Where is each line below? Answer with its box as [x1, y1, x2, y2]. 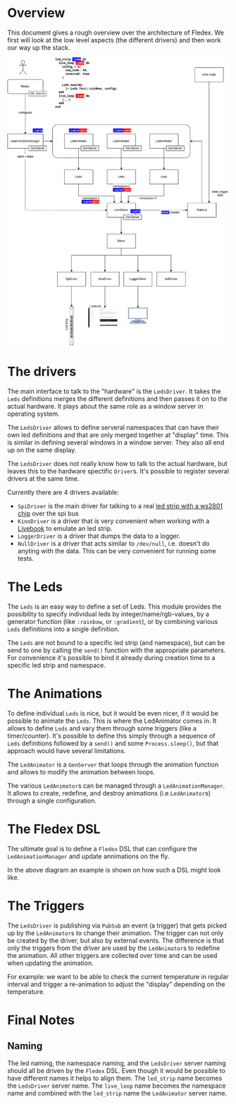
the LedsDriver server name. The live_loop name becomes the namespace [7, 1081, 226, 1090]
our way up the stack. [7, 43, 70, 52]
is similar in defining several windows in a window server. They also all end [7, 438, 225, 447]
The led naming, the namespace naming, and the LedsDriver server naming [7, 1059, 227, 1067]
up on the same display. [7, 446, 77, 455]
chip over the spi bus [17, 510, 79, 518]
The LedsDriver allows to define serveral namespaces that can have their [7, 424, 220, 432]
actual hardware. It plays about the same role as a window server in [7, 402, 204, 411]
